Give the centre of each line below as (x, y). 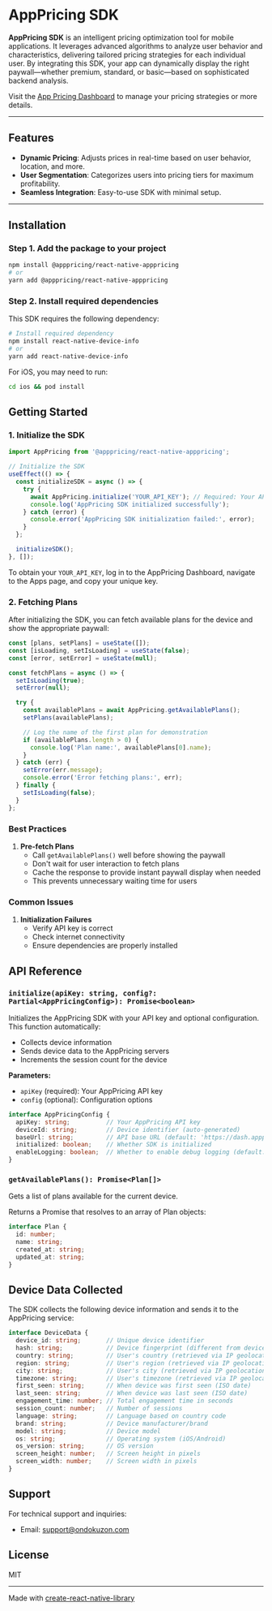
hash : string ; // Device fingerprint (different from (128, 1348)
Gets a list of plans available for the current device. (93, 1196)
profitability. (40, 184)
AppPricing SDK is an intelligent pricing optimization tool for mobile (121, 37)
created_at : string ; (50, 1249)
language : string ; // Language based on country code (121, 1416)
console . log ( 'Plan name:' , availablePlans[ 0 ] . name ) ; (121, 747)
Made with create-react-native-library (72, 1598)
